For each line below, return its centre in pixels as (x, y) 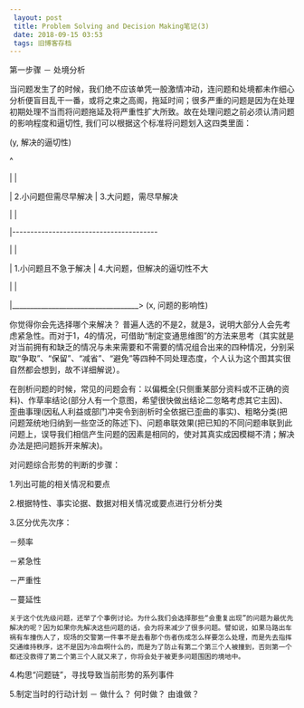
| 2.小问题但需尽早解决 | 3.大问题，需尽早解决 (94, 196)
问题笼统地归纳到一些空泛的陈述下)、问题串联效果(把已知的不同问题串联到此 (151, 423)
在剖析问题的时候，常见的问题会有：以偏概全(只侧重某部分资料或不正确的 (146, 389)
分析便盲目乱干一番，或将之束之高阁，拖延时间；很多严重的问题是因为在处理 (152, 100)
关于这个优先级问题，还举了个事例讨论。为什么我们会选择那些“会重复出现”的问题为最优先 (152, 618)
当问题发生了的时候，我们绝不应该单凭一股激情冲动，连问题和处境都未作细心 (152, 89)
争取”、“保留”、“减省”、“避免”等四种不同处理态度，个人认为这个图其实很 (156, 359)
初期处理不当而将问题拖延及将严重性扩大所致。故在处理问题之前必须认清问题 (152, 112)
